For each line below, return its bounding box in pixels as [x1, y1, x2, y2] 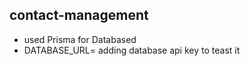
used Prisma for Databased [23, 33, 137, 45]
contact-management [9, 7, 149, 24]
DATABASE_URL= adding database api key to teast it [23, 44, 241, 56]
